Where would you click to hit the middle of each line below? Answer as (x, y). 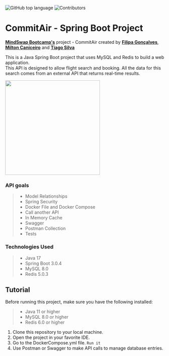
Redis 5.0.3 (37, 274)
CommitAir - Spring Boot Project (74, 28)
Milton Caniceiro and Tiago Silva (40, 47)
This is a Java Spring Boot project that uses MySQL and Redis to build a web (85, 57)
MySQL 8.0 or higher (47, 317)
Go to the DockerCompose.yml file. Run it (57, 343)
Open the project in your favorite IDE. (51, 337)
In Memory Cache (44, 218)
